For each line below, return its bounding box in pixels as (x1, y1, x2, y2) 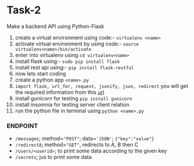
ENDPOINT (6, 122, 39, 130)
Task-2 (6, 3, 41, 17)
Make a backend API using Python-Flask (6, 23, 105, 30)
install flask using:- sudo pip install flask (15, 58, 120, 65)
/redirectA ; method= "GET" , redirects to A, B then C (15, 141, 138, 149)
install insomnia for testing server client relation (15, 101, 130, 108)
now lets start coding (15, 70, 67, 77)
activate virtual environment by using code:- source (15, 40, 139, 47)
